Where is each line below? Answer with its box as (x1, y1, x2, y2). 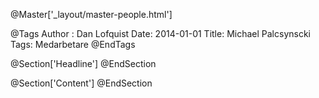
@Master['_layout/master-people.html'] (10, 9, 173, 20)
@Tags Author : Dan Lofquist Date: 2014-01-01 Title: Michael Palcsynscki (10, 28, 311, 39)
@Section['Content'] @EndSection (10, 77, 153, 89)
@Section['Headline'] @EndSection (10, 58, 157, 69)
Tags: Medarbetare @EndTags (10, 39, 136, 50)
